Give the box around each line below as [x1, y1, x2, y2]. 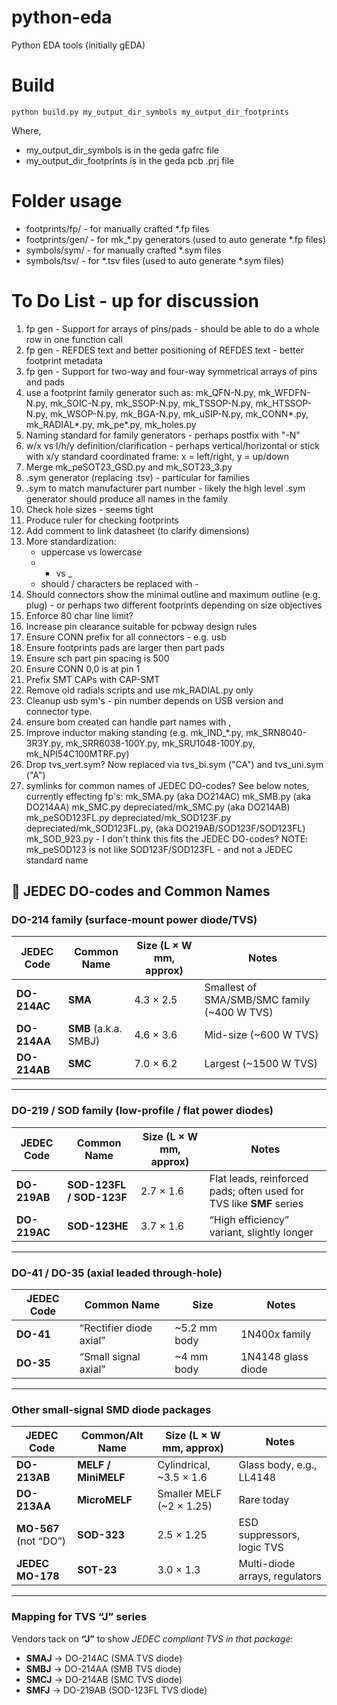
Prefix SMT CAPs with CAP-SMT [25, 673, 161, 685]
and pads [25, 376, 65, 388]
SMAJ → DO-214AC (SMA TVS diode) [25, 1652, 183, 1664]
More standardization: [25, 535, 117, 547]
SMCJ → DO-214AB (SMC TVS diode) [25, 1673, 183, 1685]
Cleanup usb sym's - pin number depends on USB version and [25, 694, 284, 706]
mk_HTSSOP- [255, 397, 313, 409]
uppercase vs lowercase [40, 546, 143, 558]
